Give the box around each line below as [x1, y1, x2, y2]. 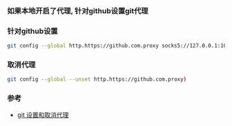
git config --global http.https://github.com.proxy [7, 43, 159, 50]
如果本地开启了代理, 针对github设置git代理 [7, 6, 148, 15]
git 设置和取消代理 [17, 110, 69, 118]
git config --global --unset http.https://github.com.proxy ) [7, 76, 187, 83]
